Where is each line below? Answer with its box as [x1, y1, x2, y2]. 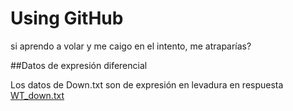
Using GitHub [10, 7, 124, 30]
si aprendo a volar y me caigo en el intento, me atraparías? [10, 40, 252, 52]
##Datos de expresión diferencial [10, 59, 148, 71]
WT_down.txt [10, 89, 65, 101]
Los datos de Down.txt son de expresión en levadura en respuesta [10, 78, 284, 91]
